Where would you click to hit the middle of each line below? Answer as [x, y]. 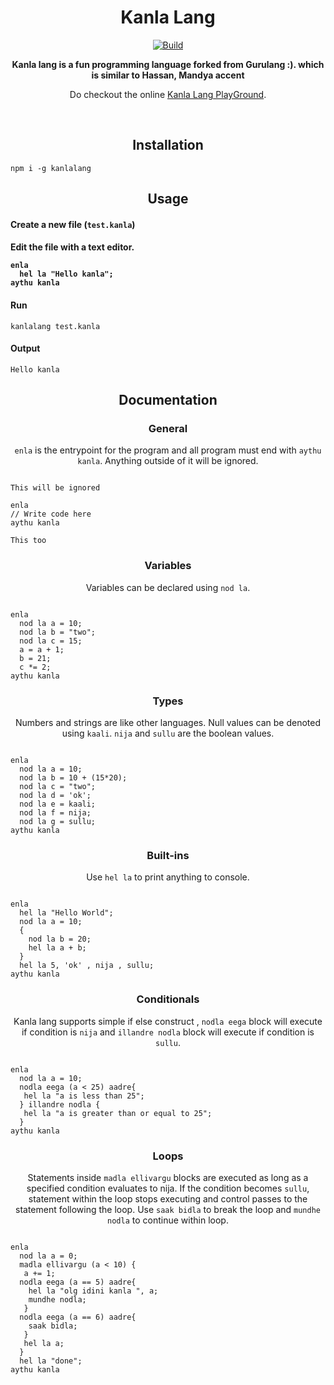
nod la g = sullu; [58, 822]
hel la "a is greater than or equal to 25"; [118, 1113]
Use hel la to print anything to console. [168, 877]
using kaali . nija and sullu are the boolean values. [168, 733]
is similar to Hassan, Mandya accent [168, 75]
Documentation [168, 400]
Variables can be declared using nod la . [168, 587]
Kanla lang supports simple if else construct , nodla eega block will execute [168, 1021]
